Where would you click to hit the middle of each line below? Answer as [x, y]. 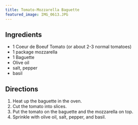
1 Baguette [23, 57]
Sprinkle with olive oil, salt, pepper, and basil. [59, 117]
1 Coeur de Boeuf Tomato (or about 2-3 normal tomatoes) [72, 47]
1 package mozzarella [35, 52]
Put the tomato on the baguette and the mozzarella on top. [73, 112]
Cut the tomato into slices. [39, 106]
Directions [22, 89]
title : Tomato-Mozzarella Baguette [42, 10]
